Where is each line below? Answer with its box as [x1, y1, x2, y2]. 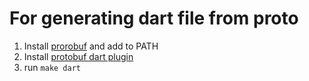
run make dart [23, 61, 81, 73]
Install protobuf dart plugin [23, 50, 134, 62]
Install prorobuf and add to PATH [23, 40, 159, 52]
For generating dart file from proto [9, 7, 299, 30]
